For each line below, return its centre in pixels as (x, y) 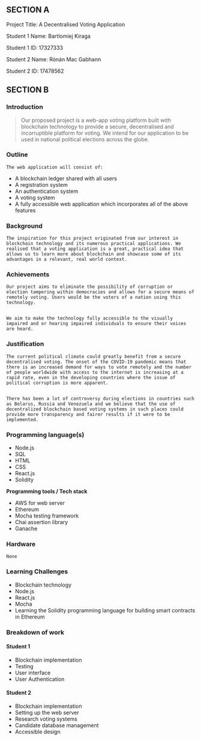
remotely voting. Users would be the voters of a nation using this (94, 297)
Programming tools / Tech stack (47, 491)
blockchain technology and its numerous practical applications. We (94, 244)
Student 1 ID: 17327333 (35, 47)
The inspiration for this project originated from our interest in (92, 239)
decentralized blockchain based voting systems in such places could (95, 409)
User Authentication (40, 679)
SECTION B (28, 90)
